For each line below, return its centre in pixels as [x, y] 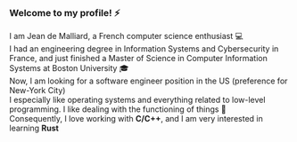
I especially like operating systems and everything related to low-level [137, 100]
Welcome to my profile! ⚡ [65, 12]
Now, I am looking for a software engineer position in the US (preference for [148, 81]
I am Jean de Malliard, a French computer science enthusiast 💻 [126, 36]
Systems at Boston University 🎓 [69, 68]
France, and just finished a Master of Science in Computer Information [138, 59]
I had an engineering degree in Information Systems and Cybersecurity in [144, 49]
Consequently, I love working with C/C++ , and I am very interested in [136, 119]
